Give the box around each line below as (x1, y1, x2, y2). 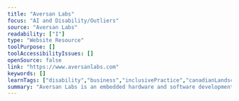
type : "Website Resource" (7, 37, 84, 44)
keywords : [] (7, 70, 46, 77)
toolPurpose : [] (7, 43, 55, 51)
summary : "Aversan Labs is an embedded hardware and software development (7, 83, 234, 90)
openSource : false (7, 57, 62, 64)
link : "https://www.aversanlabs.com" (7, 63, 119, 70)
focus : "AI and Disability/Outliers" (7, 17, 119, 24)
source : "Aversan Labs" (7, 23, 78, 31)
